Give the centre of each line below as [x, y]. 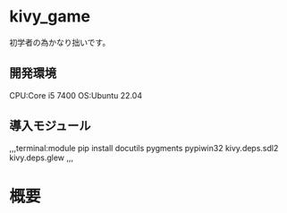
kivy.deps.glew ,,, [42, 158]
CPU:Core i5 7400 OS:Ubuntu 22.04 [76, 95]
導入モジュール [50, 126]
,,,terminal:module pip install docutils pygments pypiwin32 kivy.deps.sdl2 [144, 148]
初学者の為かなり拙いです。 [60, 42]
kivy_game [50, 17]
